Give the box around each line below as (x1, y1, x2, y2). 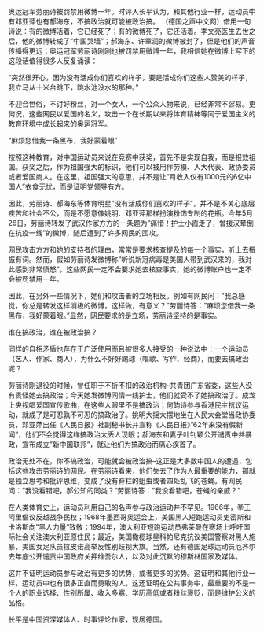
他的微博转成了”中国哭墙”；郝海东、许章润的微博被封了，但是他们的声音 (21, 36, 255, 46)
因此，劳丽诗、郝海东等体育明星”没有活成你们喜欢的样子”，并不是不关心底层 (8, 199, 255, 208)
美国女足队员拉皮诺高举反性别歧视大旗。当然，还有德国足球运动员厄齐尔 (21, 542, 256, 551)
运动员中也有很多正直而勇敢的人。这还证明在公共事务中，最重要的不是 (21, 578, 249, 588)
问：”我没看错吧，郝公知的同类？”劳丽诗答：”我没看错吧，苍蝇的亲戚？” (8, 486, 241, 495)
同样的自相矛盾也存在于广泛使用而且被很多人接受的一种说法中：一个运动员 (8, 345, 249, 353)
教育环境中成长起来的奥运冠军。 (8, 119, 112, 128)
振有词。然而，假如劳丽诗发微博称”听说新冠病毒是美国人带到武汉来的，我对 (8, 255, 253, 264)
